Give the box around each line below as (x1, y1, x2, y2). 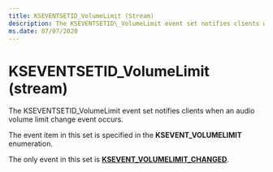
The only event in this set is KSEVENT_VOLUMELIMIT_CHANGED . (8, 155, 230, 165)
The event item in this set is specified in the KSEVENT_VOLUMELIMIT (8, 131, 242, 140)
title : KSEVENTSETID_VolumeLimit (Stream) (8, 11, 154, 20)
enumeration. (8, 139, 53, 148)
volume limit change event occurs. (8, 114, 123, 124)
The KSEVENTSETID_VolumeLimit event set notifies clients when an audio (8, 106, 255, 116)
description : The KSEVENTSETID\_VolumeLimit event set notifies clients (8, 19, 260, 28)
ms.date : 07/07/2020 (8, 27, 79, 35)
